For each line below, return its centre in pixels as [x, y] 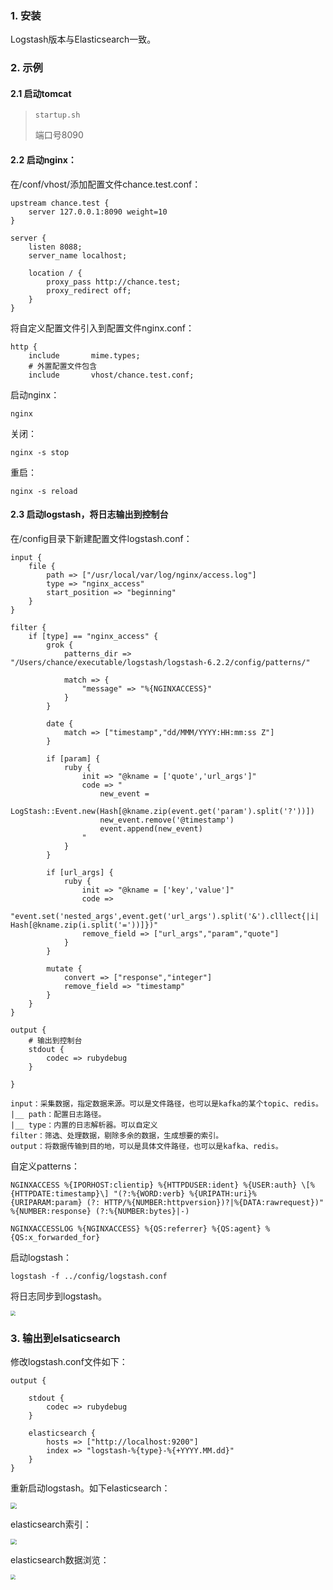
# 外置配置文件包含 [63, 366]
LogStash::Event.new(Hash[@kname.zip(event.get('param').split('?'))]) [162, 811]
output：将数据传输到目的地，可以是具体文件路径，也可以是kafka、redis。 [146, 1146]
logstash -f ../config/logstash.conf [89, 1276]
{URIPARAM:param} [46, 1202]
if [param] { [73, 758]
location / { [55, 273]
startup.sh [57, 115]
